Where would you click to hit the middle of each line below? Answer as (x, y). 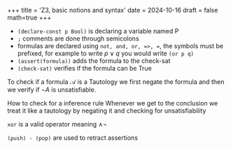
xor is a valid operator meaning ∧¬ (57, 124)
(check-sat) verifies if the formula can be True (84, 68)
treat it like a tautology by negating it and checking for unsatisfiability (107, 111)
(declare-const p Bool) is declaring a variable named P (98, 31)
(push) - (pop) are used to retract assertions (73, 138)
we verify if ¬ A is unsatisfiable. (52, 90)
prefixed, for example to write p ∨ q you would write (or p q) (106, 53)
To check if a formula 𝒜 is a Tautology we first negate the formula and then (116, 82)
